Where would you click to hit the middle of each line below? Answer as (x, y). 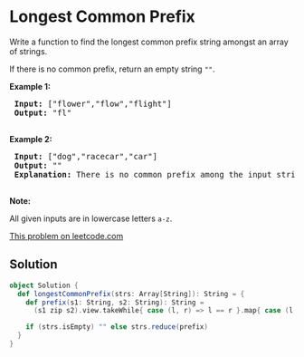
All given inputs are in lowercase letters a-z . (91, 218)
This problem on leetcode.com (66, 236)
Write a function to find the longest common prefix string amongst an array (149, 42)
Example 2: (31, 139)
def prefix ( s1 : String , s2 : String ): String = (115, 302)
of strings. (28, 51)
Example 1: (30, 86)
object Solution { (44, 285)
